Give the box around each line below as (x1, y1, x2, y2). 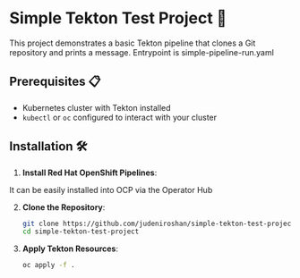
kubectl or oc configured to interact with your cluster (21, 112, 218, 122)
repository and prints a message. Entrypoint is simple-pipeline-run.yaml (9, 46, 275, 57)
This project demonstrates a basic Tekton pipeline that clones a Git (9, 38, 256, 48)
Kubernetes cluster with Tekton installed (21, 102, 172, 113)
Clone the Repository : (21, 201, 106, 213)
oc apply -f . (21, 261, 75, 270)
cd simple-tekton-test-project (21, 227, 140, 236)
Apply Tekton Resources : (21, 243, 119, 254)
